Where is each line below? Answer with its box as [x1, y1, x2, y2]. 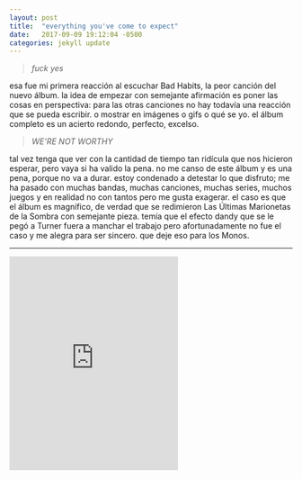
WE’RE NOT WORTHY [31, 136, 113, 147]
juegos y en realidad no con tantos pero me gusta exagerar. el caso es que [9, 192, 286, 203]
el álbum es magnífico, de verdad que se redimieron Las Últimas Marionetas [9, 202, 291, 212]
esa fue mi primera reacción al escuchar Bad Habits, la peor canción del [9, 80, 277, 91]
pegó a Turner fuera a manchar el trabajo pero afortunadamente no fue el [9, 221, 281, 231]
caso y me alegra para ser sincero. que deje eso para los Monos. [9, 230, 250, 241]
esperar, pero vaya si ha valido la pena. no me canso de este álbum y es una [9, 163, 292, 174]
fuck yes [31, 63, 64, 74]
